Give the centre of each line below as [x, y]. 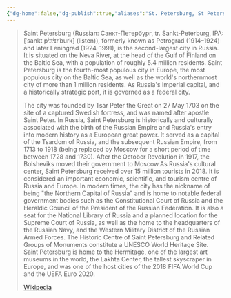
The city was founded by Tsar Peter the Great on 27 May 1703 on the [121, 105]
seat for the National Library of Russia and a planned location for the [120, 215]
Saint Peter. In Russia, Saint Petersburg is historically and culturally [118, 120]
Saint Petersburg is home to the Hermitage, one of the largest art [115, 252]
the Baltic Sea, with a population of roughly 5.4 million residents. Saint [123, 62]
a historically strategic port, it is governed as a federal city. [107, 92]
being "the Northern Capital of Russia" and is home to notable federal [122, 193]
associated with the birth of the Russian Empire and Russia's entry [117, 127]
